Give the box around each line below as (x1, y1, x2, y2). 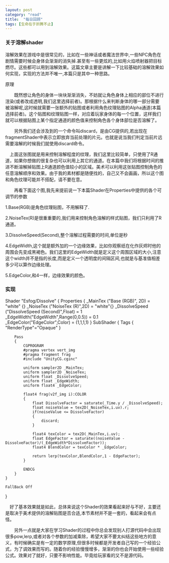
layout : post (5, 7, 33, 13)
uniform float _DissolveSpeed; (23, 374, 89, 379)
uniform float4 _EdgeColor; (23, 383, 82, 388)
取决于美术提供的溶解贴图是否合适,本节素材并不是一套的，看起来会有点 (9, 510, 157, 516)
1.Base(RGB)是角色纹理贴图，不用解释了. (5, 204, 90, 210)
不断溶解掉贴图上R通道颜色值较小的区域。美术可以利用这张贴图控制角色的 (9, 163, 162, 170)
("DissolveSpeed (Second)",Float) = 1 (5, 308, 82, 314)
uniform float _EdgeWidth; (23, 378, 80, 383)
